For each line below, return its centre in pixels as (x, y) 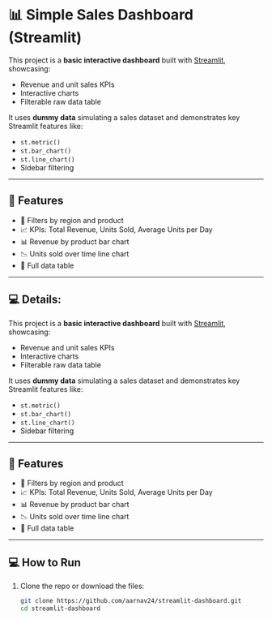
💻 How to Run (45, 563)
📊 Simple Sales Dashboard (101, 15)
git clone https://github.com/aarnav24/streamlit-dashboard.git (131, 601)
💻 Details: (35, 300)
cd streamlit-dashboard (60, 608)
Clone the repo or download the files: (82, 586)
